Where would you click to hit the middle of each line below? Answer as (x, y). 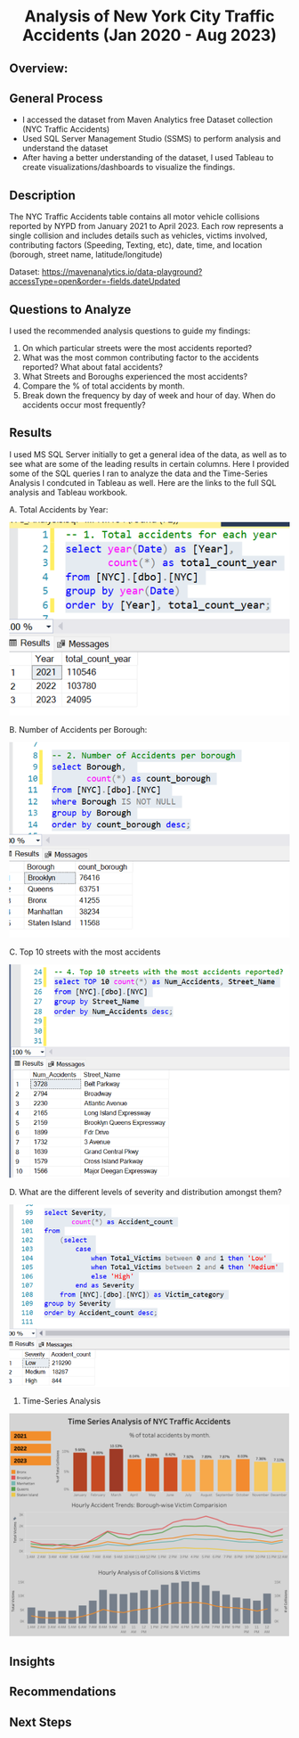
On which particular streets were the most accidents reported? (137, 348)
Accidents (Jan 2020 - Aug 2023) (149, 35)
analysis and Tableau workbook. (69, 492)
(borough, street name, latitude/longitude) (86, 255)
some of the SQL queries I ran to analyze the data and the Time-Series (139, 473)
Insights (32, 1661)
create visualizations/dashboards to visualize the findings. (129, 168)
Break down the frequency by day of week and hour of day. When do (149, 396)
